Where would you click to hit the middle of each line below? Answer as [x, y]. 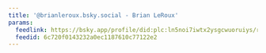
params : [21, 23]
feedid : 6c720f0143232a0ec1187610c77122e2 [86, 37]
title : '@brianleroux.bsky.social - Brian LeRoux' [93, 15]
